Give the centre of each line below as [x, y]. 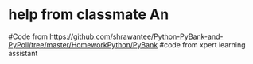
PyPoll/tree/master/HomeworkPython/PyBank [83, 44]
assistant [23, 53]
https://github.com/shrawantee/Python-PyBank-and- [136, 36]
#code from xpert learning [202, 44]
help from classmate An [89, 15]
